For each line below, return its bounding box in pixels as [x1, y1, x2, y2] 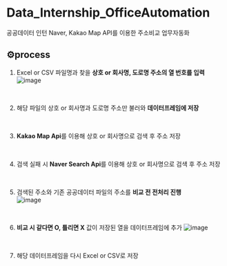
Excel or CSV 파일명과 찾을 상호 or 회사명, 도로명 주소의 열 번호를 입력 [16, 68, 205, 77]
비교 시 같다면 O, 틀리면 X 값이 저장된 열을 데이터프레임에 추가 [16, 223, 182, 231]
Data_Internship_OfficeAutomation [6, 5, 210, 21]
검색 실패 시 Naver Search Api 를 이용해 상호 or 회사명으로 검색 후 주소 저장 [16, 160, 221, 168]
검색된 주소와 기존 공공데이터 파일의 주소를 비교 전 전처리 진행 [16, 188, 182, 196]
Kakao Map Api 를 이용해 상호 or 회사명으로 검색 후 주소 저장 [16, 131, 181, 140]
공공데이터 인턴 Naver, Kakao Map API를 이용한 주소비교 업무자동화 [6, 28, 190, 37]
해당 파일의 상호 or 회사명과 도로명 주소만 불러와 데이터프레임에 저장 [16, 104, 199, 112]
